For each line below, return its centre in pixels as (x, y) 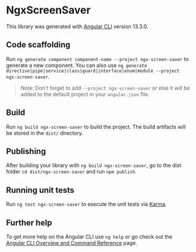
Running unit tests (40, 190)
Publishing (26, 151)
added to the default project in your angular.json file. (85, 94)
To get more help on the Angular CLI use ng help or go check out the (89, 237)
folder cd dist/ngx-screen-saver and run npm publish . (71, 172)
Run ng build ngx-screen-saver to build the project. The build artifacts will (96, 127)
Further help (29, 222)
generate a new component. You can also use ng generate (77, 65)
